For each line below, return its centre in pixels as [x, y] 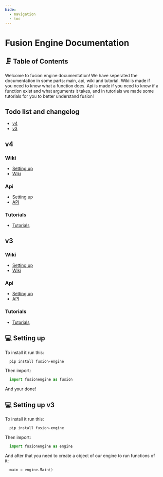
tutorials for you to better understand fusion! [49, 96]
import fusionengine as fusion [41, 380]
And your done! [21, 389]
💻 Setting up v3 [30, 405]
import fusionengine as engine [41, 446]
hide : [10, 10]
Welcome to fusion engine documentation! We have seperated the [71, 76]
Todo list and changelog [42, 112]
